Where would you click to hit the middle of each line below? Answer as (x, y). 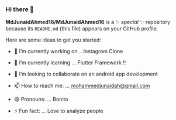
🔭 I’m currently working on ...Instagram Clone (68, 52)
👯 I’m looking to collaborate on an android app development (86, 74)
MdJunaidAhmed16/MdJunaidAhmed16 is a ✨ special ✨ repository (88, 22)
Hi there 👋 (20, 9)
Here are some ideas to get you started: (54, 40)
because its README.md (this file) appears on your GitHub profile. (82, 29)
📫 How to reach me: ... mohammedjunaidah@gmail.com (82, 86)
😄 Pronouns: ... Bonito (41, 100)
